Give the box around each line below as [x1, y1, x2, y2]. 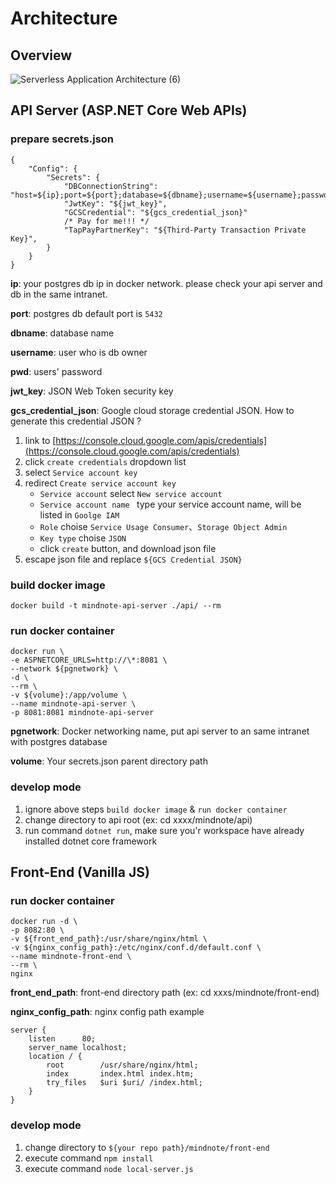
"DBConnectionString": [63, 181, 159, 191]
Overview [10, 47, 73, 64]
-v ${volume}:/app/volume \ [10, 690, 128, 701]
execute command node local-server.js [24, 1162, 194, 1174]
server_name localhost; [28, 1043, 128, 1053]
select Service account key [24, 466, 138, 478]
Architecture [10, 7, 118, 30]
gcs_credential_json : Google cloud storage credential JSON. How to [10, 404, 295, 416]
